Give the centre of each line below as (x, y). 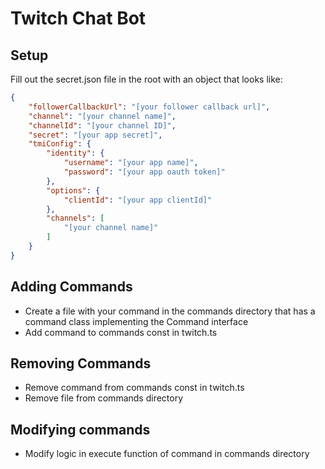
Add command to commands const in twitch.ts (121, 332)
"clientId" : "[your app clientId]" (138, 200)
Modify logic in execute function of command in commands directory (167, 454)
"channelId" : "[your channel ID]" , (102, 125)
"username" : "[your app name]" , (131, 163)
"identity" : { (75, 153)
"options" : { (73, 190)
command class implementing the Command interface (136, 321)
